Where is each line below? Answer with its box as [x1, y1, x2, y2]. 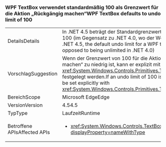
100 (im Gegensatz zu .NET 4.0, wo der [62, 35, 155, 41]
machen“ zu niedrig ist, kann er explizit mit [62, 61, 161, 68]
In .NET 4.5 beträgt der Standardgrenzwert [62, 29, 162, 36]
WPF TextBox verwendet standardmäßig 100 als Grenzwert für [5, 4, 159, 11]
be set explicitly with [62, 79, 110, 86]
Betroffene [7, 123, 33, 130]
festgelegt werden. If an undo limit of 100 [62, 73, 157, 80]
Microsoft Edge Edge [62, 94, 110, 101]
